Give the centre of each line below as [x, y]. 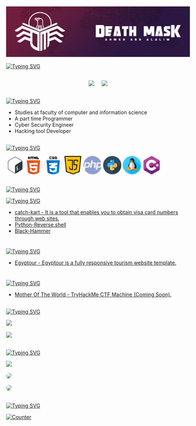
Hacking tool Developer [43, 131]
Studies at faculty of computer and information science [81, 112]
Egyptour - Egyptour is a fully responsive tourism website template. [95, 263]
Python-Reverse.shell [40, 224]
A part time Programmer [43, 119]
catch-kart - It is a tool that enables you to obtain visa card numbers [96, 212]
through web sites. [37, 218]
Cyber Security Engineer [44, 125]
